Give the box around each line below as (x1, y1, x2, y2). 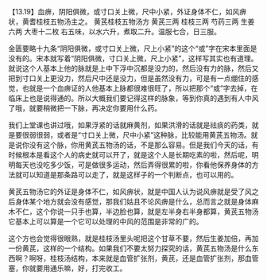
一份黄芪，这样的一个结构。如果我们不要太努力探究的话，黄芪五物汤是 (8, 243, 238, 253)
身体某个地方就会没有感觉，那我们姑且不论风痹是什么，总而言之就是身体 (14, 197, 252, 206)
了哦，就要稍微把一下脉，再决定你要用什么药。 (8, 103, 161, 113)
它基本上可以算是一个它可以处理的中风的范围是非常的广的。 (8, 217, 203, 226)
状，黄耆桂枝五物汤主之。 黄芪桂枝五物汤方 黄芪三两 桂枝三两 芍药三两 (8, 17, 239, 26)
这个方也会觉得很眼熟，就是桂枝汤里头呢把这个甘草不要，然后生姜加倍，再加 (8, 234, 259, 243)
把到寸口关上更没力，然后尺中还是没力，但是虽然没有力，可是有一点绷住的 (8, 74, 252, 83)
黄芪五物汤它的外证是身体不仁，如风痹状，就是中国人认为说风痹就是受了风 (8, 187, 252, 196)
